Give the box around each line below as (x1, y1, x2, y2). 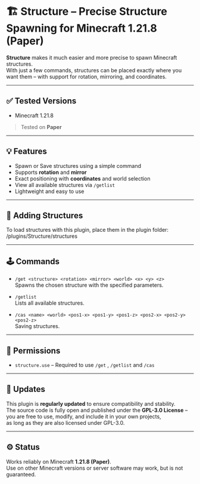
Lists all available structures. (14, 299, 85, 307)
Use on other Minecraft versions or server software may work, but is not (6, 464, 183, 471)
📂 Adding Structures (6, 210, 83, 220)
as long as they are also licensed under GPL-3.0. (6, 419, 125, 426)
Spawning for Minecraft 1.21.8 (6, 22, 158, 35)
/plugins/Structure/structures (6, 232, 78, 240)
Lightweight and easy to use (14, 188, 85, 195)
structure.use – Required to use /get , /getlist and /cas (14, 362, 155, 368)
